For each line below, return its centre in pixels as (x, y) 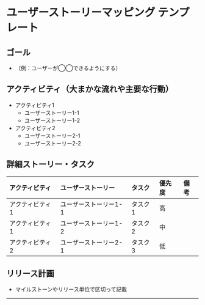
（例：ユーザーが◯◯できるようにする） (68, 68)
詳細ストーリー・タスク (50, 165)
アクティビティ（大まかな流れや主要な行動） (90, 89)
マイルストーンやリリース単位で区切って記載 (71, 289)
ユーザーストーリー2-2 (52, 143)
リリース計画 (30, 274)
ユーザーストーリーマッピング (81, 13)
